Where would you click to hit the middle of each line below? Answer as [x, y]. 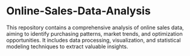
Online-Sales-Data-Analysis [78, 11]
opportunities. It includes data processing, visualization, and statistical [93, 40]
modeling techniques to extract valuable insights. [67, 46]
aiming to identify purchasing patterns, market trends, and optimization [94, 33]
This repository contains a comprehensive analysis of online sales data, [95, 27]
